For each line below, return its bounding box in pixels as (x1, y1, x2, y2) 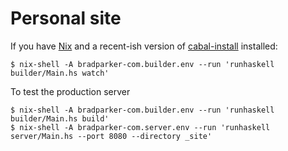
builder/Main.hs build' (10, 113, 110, 124)
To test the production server (10, 85, 131, 97)
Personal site (10, 7, 122, 30)
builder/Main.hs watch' (10, 68, 110, 78)
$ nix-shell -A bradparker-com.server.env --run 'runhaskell (10, 122, 271, 132)
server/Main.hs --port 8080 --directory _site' (10, 131, 213, 141)
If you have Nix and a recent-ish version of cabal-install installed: (10, 40, 278, 52)
